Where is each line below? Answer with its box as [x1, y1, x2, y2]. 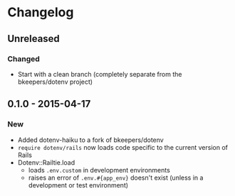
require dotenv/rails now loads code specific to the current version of [17, 143, 228, 151]
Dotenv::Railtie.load [17, 158, 75, 167]
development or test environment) [28, 180, 129, 189]
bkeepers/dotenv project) [17, 77, 93, 86]
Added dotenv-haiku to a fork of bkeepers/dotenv [17, 136, 164, 144]
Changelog [7, 4, 74, 21]
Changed [7, 54, 41, 64]
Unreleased [7, 33, 61, 45]
